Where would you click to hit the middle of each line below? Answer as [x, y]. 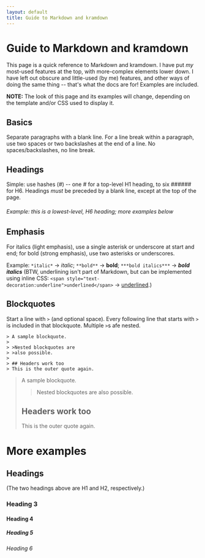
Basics [19, 122]
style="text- [83, 279]
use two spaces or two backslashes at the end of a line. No [81, 144]
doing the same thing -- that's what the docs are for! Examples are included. [102, 85]
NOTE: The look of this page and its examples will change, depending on [98, 96]
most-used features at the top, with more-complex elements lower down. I [100, 72]
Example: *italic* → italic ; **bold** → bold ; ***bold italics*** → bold [98, 265]
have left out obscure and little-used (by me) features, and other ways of [98, 78]
